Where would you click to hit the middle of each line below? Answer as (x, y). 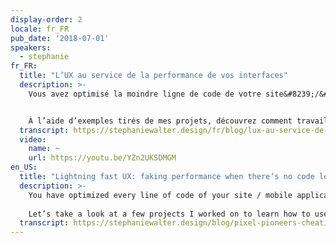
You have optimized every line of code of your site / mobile (160, 195)
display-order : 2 (46, 19)
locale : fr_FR (40, 29)
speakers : (31, 47)
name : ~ (44, 149)
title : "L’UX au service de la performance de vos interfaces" (153, 76)
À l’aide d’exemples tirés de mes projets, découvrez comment (160, 121)
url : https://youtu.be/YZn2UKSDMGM (102, 158)
